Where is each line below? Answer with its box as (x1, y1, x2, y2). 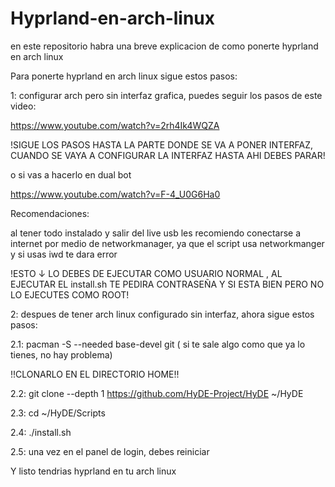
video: (10, 100, 37, 112)
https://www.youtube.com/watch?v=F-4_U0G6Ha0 (10, 188, 221, 200)
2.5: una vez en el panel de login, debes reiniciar (10, 445, 210, 457)
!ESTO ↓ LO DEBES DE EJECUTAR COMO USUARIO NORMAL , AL (10, 267, 283, 279)
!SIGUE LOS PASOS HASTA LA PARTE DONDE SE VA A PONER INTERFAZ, (10, 138, 314, 151)
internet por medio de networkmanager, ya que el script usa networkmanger (10, 237, 325, 249)
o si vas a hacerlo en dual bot (10, 168, 132, 181)
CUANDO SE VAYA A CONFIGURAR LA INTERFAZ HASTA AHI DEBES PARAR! (10, 149, 326, 161)
